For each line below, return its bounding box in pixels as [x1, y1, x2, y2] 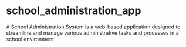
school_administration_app [6, 4, 141, 17]
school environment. [6, 35, 56, 42]
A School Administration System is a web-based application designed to [6, 23, 181, 30]
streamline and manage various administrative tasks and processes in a [6, 29, 179, 36]
